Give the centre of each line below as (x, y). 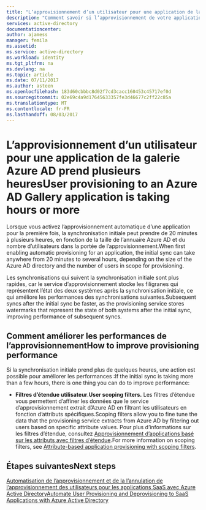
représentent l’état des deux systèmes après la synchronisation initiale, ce (100, 291)
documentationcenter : (34, 29)
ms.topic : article (30, 75)
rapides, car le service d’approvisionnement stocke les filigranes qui (92, 284)
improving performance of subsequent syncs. (64, 317)
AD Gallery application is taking (88, 197)
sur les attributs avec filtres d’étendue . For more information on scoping (105, 440)
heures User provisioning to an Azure (102, 184)
